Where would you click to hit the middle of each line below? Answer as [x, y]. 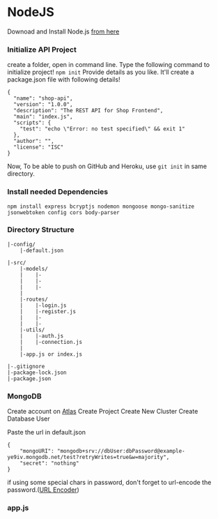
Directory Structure [41, 230]
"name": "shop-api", [43, 98]
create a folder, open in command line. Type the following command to [109, 65]
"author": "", [34, 141]
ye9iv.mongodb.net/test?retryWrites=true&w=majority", [88, 458]
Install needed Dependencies [58, 192]
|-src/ [17, 262]
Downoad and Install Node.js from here [63, 31]
